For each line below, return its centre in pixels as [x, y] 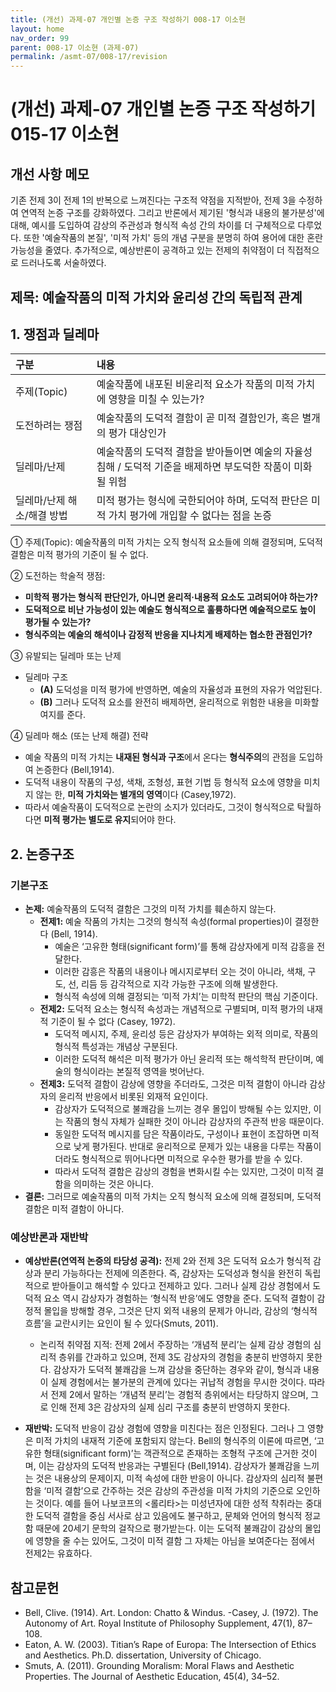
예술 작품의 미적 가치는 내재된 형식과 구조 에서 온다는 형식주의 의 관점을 [160, 757]
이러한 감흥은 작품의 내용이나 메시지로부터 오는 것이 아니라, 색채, [180, 972]
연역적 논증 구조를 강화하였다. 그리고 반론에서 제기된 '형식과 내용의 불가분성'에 [172, 213]
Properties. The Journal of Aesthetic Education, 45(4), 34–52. [152, 1677]
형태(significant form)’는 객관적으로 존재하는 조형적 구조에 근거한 [171, 1453]
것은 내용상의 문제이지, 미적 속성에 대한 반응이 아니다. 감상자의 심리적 [170, 1478]
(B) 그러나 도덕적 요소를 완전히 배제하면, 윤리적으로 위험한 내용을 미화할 [179, 702]
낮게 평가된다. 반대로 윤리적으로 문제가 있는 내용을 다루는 [184, 1147]
